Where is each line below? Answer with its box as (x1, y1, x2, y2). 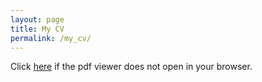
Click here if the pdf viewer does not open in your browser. (10, 61, 253, 73)
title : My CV (10, 24, 65, 34)
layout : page (10, 14, 65, 25)
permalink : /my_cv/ (10, 33, 92, 43)
